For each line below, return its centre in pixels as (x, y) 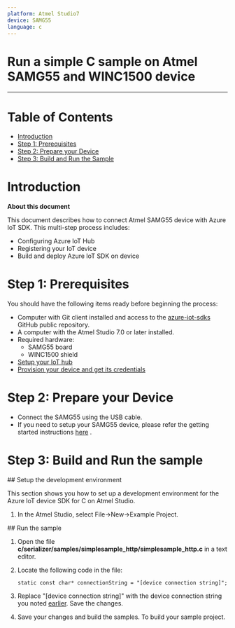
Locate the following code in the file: (70, 570)
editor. (27, 557)
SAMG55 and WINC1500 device (101, 76)
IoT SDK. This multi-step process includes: (69, 228)
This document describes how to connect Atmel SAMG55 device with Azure (117, 220)
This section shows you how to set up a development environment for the (113, 493)
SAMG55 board (50, 347)
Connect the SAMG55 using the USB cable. (80, 417)
